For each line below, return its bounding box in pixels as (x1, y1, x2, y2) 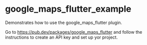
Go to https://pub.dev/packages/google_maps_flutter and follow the (5, 29, 143, 35)
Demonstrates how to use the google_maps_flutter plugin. (5, 20, 122, 25)
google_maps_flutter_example (5, 3, 132, 15)
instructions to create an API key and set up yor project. (5, 34, 118, 40)
